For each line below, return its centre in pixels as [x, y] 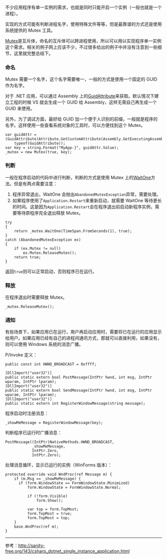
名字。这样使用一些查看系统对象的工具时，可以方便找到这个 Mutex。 [75, 125]
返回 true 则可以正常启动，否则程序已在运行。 [51, 271]
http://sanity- [32, 546]
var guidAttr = [21, 135]
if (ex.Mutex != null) [38, 248]
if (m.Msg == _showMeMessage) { [47, 479]
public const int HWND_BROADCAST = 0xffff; [51, 364]
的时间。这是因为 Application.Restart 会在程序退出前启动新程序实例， [83, 207]
